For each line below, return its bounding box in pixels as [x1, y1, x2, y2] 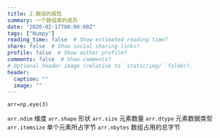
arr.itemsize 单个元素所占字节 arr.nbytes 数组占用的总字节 [7, 123, 181, 132]
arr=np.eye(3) [7, 101, 49, 109]
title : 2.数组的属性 [7, 10, 62, 18]
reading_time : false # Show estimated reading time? [7, 36, 169, 43]
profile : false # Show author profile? [7, 50, 128, 57]
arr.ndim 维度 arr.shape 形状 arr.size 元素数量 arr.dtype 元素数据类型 [7, 114, 213, 123]
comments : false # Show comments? [7, 56, 112, 63]
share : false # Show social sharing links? [7, 43, 140, 50]
